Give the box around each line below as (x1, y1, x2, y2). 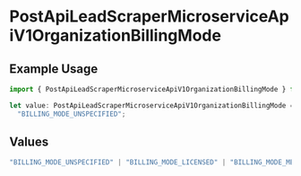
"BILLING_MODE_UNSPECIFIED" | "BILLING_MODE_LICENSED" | (9, 158, 227, 167)
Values (9, 135, 49, 150)
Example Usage (9, 61, 99, 76)
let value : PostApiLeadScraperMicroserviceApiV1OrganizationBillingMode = (9, 101, 295, 110)
